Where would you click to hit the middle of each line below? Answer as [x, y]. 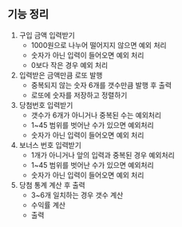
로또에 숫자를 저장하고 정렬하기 [79, 95]
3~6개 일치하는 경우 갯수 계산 [77, 195]
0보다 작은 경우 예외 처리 [69, 65]
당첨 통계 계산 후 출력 [52, 185]
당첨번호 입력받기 [46, 105]
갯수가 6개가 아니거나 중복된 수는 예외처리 [96, 115]
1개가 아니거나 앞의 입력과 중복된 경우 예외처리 [103, 155]
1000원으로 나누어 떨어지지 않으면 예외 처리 [99, 45]
